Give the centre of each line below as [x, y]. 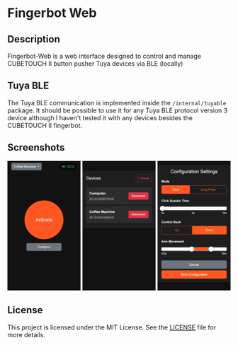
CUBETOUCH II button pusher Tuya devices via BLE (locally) [95, 64]
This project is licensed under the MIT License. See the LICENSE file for [112, 327]
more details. [27, 334]
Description [34, 39]
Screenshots [36, 147]
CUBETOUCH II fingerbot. [45, 125]
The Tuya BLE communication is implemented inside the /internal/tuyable [117, 103]
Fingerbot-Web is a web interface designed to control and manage [104, 56]
